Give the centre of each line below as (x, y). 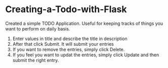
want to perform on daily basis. (38, 28)
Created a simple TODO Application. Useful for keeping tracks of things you (84, 23)
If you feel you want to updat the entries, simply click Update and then (86, 55)
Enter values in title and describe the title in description (70, 39)
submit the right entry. (36, 60)
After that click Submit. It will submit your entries (63, 44)
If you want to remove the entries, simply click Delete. (69, 49)
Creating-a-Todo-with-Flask (66, 9)
